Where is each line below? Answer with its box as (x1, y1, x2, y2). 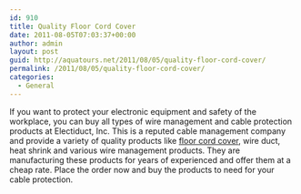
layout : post (9, 47, 59, 56)
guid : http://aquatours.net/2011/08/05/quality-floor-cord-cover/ (9, 56, 266, 65)
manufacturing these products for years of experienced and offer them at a (9, 154, 291, 165)
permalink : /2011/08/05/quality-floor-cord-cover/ (9, 65, 206, 74)
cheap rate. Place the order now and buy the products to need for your (9, 164, 275, 175)
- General (17, 81, 55, 90)
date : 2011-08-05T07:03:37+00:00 (9, 30, 136, 39)
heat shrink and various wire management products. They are (9, 145, 241, 156)
